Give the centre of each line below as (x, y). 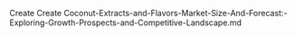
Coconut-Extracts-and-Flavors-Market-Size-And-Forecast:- (175, 13)
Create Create (35, 13)
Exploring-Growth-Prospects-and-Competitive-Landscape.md (126, 23)
